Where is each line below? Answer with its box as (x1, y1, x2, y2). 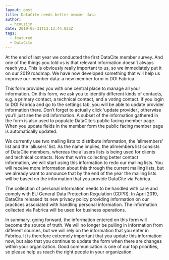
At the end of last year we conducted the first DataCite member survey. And (5, 54, 163, 60)
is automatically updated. (5, 128, 58, 134)
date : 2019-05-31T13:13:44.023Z (5, 26, 73, 31)
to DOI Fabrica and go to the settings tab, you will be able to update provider (5, 101, 164, 108)
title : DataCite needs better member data (5, 12, 96, 17)
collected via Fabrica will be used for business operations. (5, 206, 126, 213)
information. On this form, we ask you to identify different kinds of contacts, (5, 90, 163, 96)
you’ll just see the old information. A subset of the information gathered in (5, 112, 158, 118)
